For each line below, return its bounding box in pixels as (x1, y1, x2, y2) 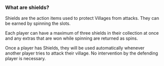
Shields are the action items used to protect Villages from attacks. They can (5, 15, 160, 21)
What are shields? (5, 4, 49, 11)
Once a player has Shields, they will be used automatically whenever (5, 45, 145, 51)
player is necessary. (5, 56, 46, 62)
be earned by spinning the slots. (5, 20, 71, 26)
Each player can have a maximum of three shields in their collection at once (5, 30, 159, 36)
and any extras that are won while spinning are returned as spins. (5, 35, 138, 41)
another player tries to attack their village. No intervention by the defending (5, 50, 158, 56)
